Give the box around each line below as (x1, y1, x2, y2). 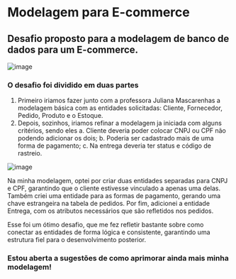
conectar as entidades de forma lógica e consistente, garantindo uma (7, 228, 210, 236)
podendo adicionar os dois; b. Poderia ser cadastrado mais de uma (17, 134, 214, 143)
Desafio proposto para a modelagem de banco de (7, 33, 230, 45)
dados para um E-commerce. (7, 43, 139, 55)
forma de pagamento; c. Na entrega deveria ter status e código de (17, 141, 211, 150)
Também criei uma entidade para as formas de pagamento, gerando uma (7, 192, 221, 200)
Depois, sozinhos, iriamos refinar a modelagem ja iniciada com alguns (17, 119, 222, 128)
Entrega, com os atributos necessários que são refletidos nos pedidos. (7, 207, 214, 215)
